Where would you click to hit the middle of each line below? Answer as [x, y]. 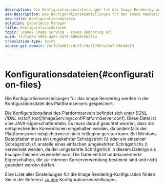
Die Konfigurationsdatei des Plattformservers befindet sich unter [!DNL [76, 113]
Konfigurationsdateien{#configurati [79, 74]
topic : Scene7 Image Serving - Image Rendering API [59, 32]
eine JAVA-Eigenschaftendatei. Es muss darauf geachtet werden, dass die [80, 123]
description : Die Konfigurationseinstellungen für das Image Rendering [79, 10]
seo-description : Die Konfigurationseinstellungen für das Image [73, 14]
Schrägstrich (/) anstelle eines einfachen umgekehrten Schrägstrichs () [76, 144]
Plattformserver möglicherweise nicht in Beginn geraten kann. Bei [71, 134]
